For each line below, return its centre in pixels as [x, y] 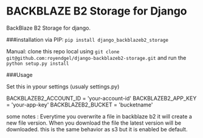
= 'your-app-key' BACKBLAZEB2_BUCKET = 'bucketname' [80, 105]
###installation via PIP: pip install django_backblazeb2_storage [88, 39]
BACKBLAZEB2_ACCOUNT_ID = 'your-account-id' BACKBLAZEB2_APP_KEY [101, 98]
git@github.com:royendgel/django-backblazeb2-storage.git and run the [96, 57]
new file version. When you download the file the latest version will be [94, 123]
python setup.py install [38, 64]
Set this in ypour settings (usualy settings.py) [63, 87]
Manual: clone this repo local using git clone [63, 51]
